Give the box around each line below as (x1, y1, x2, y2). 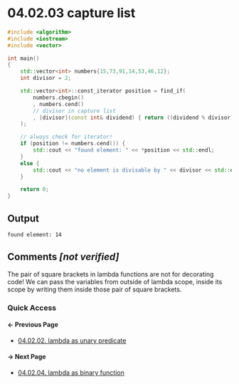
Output (7, 212, 39, 224)
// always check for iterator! (20, 133, 113, 140)
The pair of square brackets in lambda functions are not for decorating (7, 269, 214, 279)
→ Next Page (7, 353, 46, 361)
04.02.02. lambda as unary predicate (17, 336, 127, 345)
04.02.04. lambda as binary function (17, 368, 124, 377)
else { (20, 160, 40, 167)
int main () (7, 55, 40, 62)
